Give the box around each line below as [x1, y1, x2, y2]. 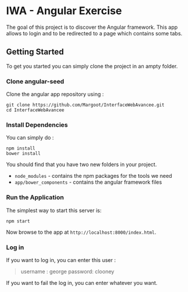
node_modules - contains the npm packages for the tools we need [14, 172, 173, 180]
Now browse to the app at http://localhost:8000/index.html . [6, 228, 156, 235]
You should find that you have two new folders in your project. [6, 161, 157, 168]
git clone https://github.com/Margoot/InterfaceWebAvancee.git [6, 102, 165, 108]
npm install [6, 145, 35, 151]
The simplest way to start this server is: [6, 207, 102, 214]
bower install [6, 151, 41, 157]
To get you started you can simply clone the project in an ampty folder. [6, 62, 178, 69]
